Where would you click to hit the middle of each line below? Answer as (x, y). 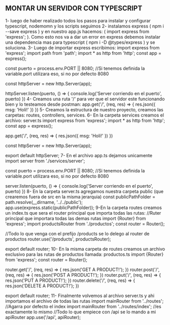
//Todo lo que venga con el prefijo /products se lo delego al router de (77, 233)
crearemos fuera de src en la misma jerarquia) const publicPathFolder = (80, 197)
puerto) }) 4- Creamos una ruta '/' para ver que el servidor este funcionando (85, 99)
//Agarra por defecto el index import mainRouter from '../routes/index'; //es (83, 306)
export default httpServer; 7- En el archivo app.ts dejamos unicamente (79, 155)
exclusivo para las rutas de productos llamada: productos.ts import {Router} (84, 254)
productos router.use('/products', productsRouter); (58, 239)
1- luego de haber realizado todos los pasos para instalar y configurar (78, 20)
